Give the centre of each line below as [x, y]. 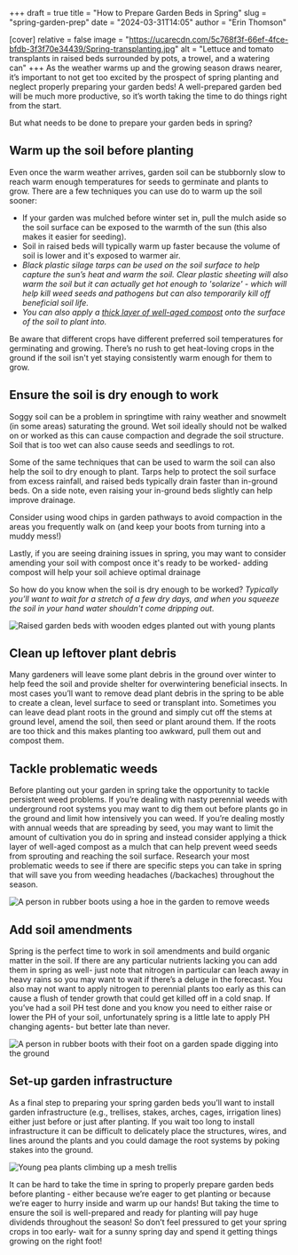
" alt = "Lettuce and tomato [224, 49]
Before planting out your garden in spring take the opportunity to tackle [139, 790]
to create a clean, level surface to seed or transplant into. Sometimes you [143, 703]
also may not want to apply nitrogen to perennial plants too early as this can [148, 989]
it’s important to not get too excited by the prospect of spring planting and [144, 77]
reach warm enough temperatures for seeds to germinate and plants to [139, 181]
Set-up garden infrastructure [91, 1081]
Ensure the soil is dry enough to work [114, 395]
